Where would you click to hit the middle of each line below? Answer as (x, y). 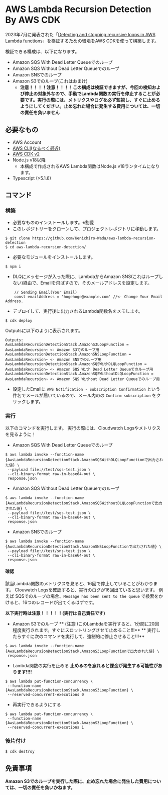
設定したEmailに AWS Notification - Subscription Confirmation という (86, 389)
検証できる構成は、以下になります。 (42, 51)
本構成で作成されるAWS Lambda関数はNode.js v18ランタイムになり (90, 166)
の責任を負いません (40, 112)
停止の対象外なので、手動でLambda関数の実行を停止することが (90, 94)
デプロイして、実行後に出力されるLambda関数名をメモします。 (77, 311)
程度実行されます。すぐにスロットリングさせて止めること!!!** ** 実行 (84, 630)
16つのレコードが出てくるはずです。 (59, 602)
